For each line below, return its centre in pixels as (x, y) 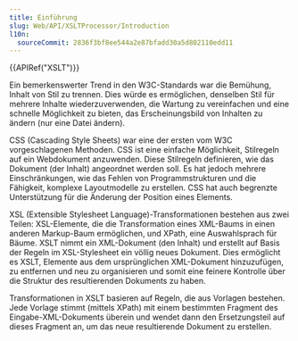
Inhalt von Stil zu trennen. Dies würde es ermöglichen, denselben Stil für (142, 95)
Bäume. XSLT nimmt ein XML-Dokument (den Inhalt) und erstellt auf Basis (145, 243)
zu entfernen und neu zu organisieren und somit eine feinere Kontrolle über (147, 271)
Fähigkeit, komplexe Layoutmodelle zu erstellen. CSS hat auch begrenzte (144, 187)
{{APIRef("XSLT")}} (45, 68)
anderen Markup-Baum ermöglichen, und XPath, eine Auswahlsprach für (143, 234)
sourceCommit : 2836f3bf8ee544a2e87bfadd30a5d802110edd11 (125, 42)
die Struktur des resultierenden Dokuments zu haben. (108, 281)
